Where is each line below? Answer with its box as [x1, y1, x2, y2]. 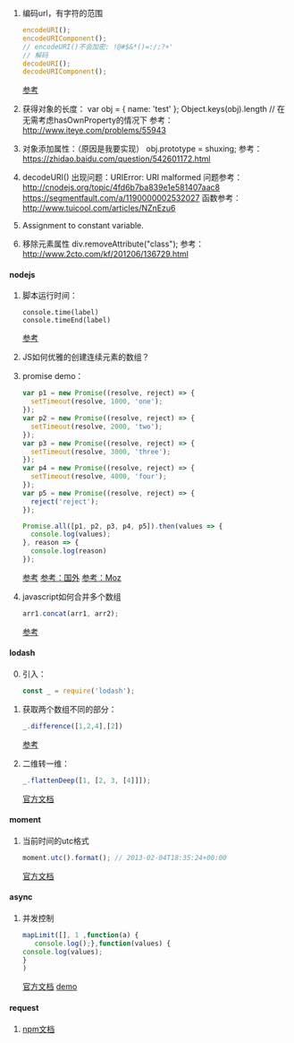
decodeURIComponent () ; [21, 67, 107, 76]
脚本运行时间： [21, 290, 78, 301]
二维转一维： [21, 758, 70, 769]
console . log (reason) [30, 547, 107, 556]
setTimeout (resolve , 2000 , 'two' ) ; [30, 422, 164, 431]
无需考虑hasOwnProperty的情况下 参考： [21, 115, 174, 125]
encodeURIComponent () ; [21, 34, 107, 43]
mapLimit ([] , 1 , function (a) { [21, 930, 139, 939]
